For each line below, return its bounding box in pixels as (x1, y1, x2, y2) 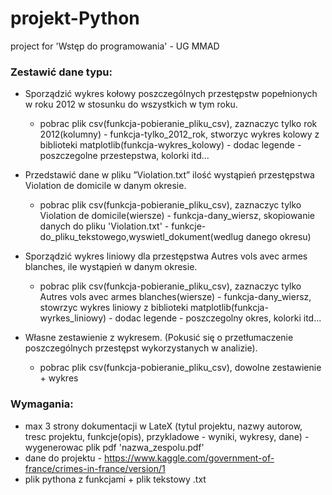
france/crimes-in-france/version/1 (24, 462, 166, 474)
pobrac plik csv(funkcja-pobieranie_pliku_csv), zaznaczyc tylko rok (39, 118, 318, 130)
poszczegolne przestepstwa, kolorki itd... (39, 150, 210, 162)
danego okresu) (245, 231, 312, 243)
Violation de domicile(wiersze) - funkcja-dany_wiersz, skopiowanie (39, 210, 316, 222)
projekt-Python (10, 7, 140, 30)
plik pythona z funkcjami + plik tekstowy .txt (24, 473, 207, 485)
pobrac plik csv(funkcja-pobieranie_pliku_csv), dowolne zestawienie (39, 362, 322, 374)
